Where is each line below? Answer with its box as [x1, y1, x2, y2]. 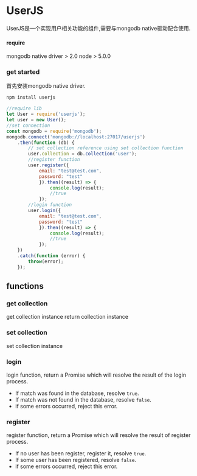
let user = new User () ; [6, 117, 67, 123]
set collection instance [6, 342, 63, 349]
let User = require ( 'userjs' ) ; [6, 111, 86, 118]
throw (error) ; [28, 258, 64, 265]
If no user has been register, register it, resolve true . [15, 450, 147, 457]
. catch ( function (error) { [17, 253, 86, 259]
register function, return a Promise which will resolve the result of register [6, 432, 191, 439]
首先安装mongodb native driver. [6, 82, 86, 90]
